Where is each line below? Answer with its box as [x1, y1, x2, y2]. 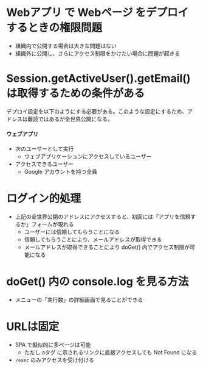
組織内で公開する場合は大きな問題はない [15, 42, 117, 49]
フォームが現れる [31, 221, 74, 228]
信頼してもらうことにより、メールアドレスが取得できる [24, 236, 162, 243]
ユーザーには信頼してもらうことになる [24, 228, 120, 235]
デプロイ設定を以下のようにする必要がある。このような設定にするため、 [6, 107, 188, 115]
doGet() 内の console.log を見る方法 [6, 275, 189, 288]
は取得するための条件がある [6, 87, 145, 101]
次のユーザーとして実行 [15, 145, 74, 152]
